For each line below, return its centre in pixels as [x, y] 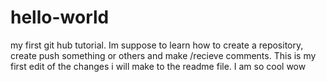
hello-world [60, 17]
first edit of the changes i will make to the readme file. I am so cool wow [158, 66]
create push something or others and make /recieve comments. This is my [163, 55]
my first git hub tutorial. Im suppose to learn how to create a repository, [157, 45]
